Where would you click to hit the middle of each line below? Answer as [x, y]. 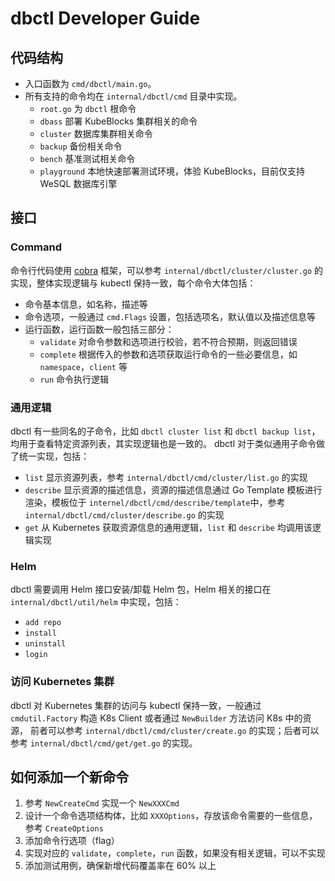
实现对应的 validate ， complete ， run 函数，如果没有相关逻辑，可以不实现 [175, 853]
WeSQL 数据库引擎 [78, 183]
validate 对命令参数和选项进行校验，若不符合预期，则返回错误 [168, 341]
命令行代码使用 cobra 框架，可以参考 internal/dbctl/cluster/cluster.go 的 [167, 270]
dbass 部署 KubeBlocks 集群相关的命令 [118, 121]
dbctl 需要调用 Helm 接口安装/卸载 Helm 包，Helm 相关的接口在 [141, 589]
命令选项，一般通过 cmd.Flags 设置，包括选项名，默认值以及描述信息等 [170, 316]
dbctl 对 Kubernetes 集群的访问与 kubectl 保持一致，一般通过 [136, 705]
